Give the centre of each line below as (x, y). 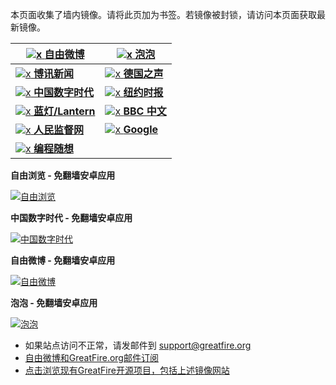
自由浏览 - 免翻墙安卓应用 (63, 175)
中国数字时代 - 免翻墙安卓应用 (71, 217)
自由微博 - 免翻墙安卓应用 (63, 260)
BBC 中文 (145, 111)
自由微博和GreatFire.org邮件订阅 (91, 357)
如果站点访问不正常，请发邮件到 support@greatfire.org (138, 345)
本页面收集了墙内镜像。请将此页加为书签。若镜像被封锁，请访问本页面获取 (163, 14)
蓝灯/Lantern (64, 111)
